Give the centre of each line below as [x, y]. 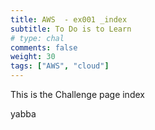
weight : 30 [33, 57]
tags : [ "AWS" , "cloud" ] [60, 66]
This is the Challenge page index [77, 94]
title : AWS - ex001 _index [69, 19]
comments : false [44, 47]
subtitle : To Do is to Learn [71, 29]
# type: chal [37, 38]
